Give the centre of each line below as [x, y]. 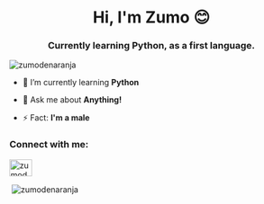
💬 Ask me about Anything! [72, 100]
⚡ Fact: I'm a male [56, 118]
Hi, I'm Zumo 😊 [151, 18]
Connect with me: [49, 145]
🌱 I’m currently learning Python [81, 83]
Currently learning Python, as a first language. [151, 46]
